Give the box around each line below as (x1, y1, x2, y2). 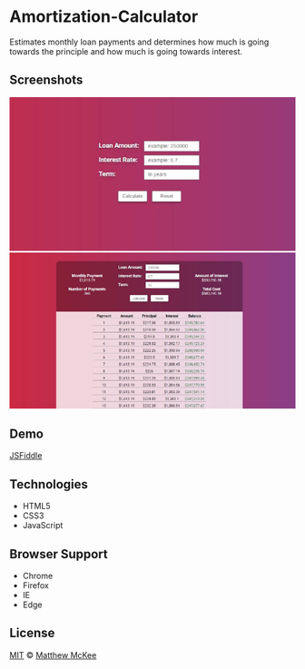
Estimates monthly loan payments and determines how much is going (9, 36, 270, 47)
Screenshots (9, 73, 84, 88)
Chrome (22, 570, 54, 582)
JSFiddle (9, 450, 43, 461)
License (9, 625, 55, 641)
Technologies (9, 477, 89, 492)
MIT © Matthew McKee (9, 649, 97, 660)
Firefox (22, 580, 50, 591)
